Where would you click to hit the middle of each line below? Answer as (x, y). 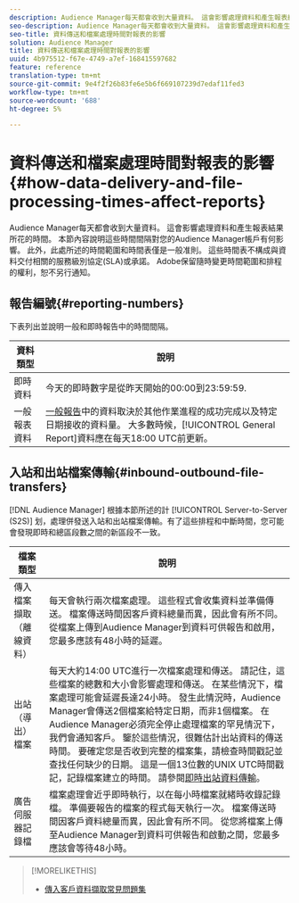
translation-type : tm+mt (55, 76)
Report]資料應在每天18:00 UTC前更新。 (129, 438)
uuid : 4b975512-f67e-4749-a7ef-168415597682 (93, 59)
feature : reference (45, 68)
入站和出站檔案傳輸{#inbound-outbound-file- (137, 472)
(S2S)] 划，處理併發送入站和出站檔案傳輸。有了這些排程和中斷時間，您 (139, 521)
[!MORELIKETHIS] (64, 870)
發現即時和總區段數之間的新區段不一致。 (91, 532)
